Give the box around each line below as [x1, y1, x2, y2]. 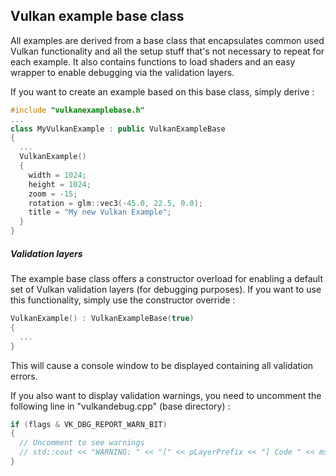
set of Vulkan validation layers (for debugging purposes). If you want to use [10, 284, 322, 296]
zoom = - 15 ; [28, 189, 78, 199]
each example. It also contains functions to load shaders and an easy [10, 55, 296, 68]
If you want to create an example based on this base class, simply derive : [10, 85, 315, 98]
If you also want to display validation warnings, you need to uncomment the [10, 389, 322, 401]
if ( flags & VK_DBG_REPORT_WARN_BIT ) [10, 419, 168, 429]
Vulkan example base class [10, 8, 185, 25]
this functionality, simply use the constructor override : [10, 294, 236, 306]
